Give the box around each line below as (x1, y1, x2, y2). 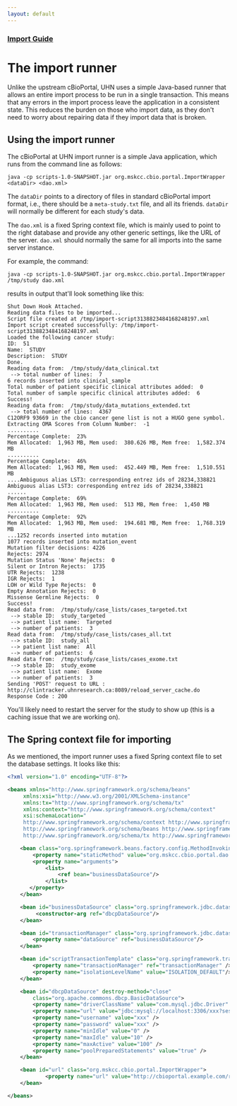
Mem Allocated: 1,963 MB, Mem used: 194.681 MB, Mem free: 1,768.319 (7, 520, 226, 527)
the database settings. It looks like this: (7, 759, 121, 768)
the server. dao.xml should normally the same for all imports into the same (7, 236, 222, 245)
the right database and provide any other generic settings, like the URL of (7, 228, 221, 237)
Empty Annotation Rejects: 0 (7, 588, 97, 595)
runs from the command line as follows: (7, 160, 122, 168)
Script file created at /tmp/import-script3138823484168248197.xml (7, 315, 210, 322)
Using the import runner (7, 134, 115, 146)
